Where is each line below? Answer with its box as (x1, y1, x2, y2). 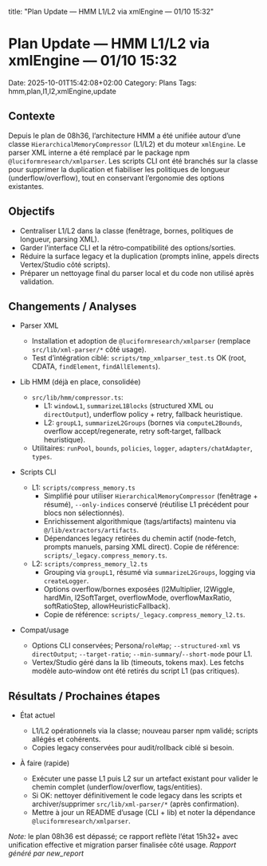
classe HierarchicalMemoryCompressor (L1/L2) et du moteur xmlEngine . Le (8, 139, 245, 148)
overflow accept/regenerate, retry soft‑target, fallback (43, 427, 222, 436)
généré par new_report (8, 848, 84, 858)
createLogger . (43, 576, 89, 585)
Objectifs (8, 205, 56, 218)
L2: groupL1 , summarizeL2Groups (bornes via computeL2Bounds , (43, 418, 243, 427)
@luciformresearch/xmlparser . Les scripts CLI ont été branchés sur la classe (8, 155, 258, 166)
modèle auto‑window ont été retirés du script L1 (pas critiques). (31, 666, 240, 676)
